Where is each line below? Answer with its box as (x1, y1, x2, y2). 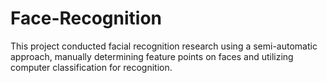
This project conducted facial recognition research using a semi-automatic (10, 40, 318, 52)
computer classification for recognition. (10, 61, 173, 73)
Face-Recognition (10, 7, 163, 30)
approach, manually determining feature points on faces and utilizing (10, 50, 294, 62)
